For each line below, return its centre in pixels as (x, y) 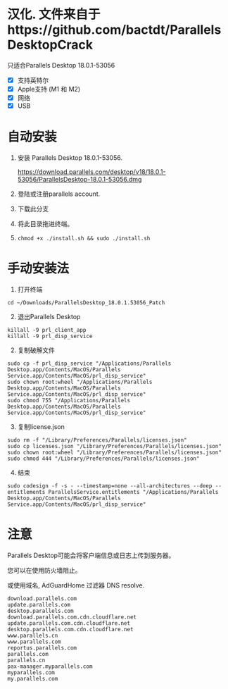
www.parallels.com (34, 642)
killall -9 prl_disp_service (50, 336)
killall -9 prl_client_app (47, 330)
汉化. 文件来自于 (54, 14)
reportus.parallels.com (42, 648)
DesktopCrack (50, 45)
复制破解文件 (36, 350)
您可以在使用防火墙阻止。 (44, 570)
